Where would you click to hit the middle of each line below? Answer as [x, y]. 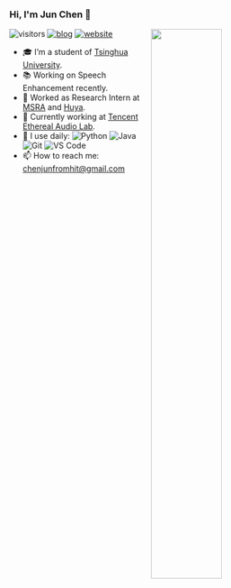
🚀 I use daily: [46, 136]
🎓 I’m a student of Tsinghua [75, 52]
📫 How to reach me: [61, 156]
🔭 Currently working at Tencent [80, 117]
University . [42, 65]
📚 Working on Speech [64, 75]
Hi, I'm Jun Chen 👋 [50, 14]
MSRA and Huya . [54, 107]
